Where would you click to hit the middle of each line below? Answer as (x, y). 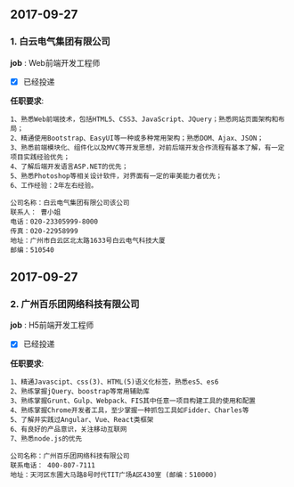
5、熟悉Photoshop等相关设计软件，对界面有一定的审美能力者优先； (116, 176)
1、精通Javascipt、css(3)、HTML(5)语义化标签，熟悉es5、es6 (114, 382)
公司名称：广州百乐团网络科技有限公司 (70, 456)
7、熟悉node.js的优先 (46, 438)
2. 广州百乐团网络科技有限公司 (75, 304)
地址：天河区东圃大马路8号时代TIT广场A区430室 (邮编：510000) (114, 475)
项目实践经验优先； (40, 157)
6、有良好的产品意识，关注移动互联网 (69, 429)
